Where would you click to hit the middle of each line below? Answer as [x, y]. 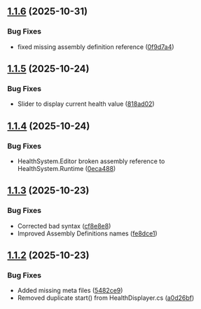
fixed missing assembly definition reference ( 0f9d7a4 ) [96, 47]
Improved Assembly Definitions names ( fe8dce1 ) [87, 233]
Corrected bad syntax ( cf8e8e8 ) [64, 226]
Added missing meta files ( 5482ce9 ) [70, 291]
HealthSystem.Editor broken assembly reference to [91, 161]
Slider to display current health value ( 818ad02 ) [86, 104]
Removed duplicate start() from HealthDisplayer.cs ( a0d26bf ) [106, 298]
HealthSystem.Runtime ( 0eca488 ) [67, 169]
